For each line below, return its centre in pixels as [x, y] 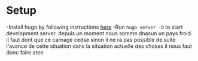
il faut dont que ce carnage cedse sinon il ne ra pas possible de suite [91, 39]
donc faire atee [25, 52]
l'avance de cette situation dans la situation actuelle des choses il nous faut [99, 46]
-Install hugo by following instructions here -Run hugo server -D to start [95, 27]
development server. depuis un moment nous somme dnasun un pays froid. [99, 33]
